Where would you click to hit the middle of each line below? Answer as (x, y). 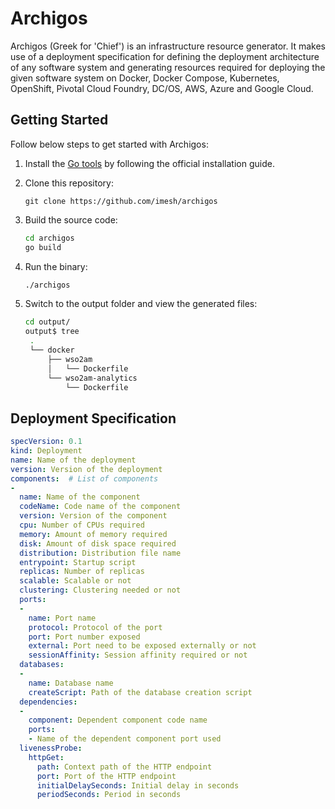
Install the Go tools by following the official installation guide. (149, 163)
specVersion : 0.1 (46, 442)
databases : (42, 665)
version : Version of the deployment (86, 469)
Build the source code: (71, 219)
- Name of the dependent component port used (125, 739)
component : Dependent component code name (118, 720)
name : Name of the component (80, 497)
